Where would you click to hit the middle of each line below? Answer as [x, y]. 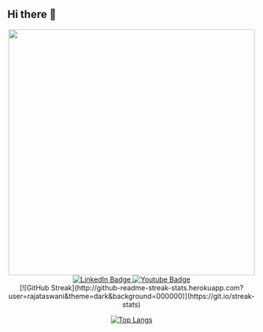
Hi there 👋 [32, 15]
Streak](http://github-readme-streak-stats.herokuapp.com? [147, 287]
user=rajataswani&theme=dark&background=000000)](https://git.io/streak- [131, 296]
